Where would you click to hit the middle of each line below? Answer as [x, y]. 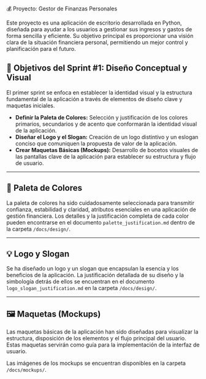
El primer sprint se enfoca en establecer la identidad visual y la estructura [99, 92]
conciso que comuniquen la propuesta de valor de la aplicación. [96, 144]
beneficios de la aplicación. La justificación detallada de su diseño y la [95, 275]
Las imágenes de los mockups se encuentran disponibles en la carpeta [96, 363]
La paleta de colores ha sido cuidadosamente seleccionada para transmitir [101, 203]
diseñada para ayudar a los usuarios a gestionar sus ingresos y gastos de [99, 29]
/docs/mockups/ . [27, 370]
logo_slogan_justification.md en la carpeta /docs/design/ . [82, 288]
